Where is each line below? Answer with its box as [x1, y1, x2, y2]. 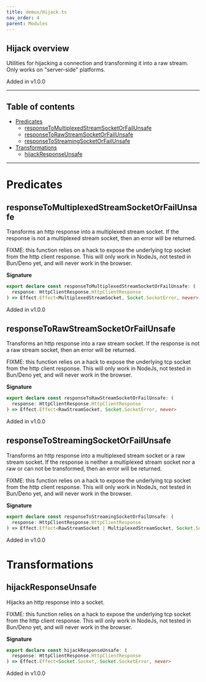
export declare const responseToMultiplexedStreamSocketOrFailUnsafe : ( [6, 283, 196, 289]
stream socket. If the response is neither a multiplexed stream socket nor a [6, 458, 195, 466]
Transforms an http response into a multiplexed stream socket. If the [6, 228, 179, 235]
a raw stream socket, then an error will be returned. [6, 347, 136, 354]
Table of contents [6, 101, 75, 112]
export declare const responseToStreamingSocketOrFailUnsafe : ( [6, 514, 174, 520]
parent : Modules [6, 20, 48, 26]
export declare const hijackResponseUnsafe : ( [6, 647, 128, 653]
